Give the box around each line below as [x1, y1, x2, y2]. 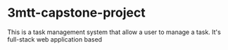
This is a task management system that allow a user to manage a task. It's [7, 28, 222, 36]
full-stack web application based [7, 35, 103, 43]
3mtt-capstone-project [7, 5, 146, 21]
